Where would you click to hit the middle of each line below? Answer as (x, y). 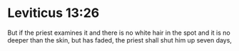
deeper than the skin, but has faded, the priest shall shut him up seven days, (119, 40)
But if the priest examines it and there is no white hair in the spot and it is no (119, 33)
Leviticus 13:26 (54, 13)
